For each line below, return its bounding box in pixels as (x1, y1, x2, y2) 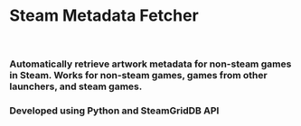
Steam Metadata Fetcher (9, 5, 199, 26)
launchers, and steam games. (9, 80, 143, 93)
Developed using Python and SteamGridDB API (9, 104, 220, 117)
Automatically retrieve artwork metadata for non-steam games (9, 58, 292, 70)
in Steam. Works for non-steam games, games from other (9, 68, 268, 81)
